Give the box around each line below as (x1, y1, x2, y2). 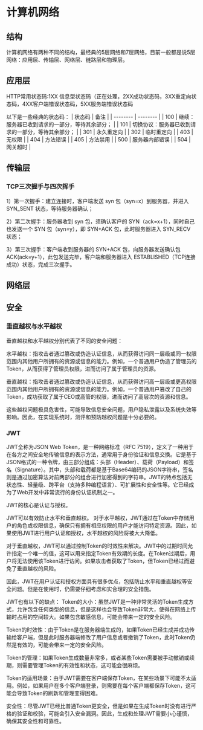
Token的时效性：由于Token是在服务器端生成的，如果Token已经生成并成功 (6, 626, 190, 633)
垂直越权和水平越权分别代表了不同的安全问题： (6, 337, 123, 344)
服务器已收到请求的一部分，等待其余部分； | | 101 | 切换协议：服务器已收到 (6, 120, 191, 128)
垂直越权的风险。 (16, 564, 59, 572)
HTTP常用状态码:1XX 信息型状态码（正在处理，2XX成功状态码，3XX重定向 (6, 92, 192, 100)
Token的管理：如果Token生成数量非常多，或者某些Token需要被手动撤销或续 (6, 654, 195, 661)
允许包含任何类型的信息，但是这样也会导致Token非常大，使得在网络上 (16, 606, 192, 613)
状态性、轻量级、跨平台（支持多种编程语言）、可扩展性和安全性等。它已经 (6, 481, 189, 488)
